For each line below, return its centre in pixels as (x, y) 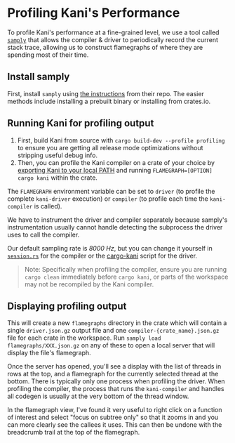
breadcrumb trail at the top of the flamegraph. (74, 432)
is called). (48, 206)
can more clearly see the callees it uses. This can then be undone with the (115, 425)
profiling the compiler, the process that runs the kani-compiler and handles (116, 389)
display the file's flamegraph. (49, 353)
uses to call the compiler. (43, 234)
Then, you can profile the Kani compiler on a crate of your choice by (116, 162)
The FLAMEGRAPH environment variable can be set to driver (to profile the (111, 191)
